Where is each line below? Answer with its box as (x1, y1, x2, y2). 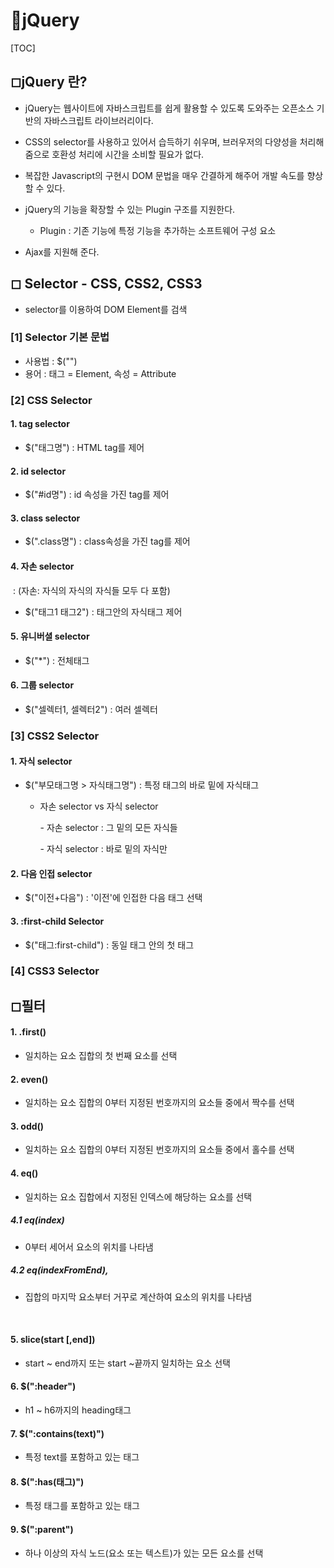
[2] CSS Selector (10, 393, 93, 407)
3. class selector (10, 512, 81, 524)
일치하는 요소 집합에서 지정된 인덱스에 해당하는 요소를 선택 (24, 1190, 253, 1203)
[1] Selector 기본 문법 (10, 330, 110, 344)
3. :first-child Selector (10, 915, 105, 927)
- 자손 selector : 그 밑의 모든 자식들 (39, 822, 178, 834)
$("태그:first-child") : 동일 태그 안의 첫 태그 (24, 939, 195, 951)
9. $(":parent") (10, 1524, 74, 1535)
